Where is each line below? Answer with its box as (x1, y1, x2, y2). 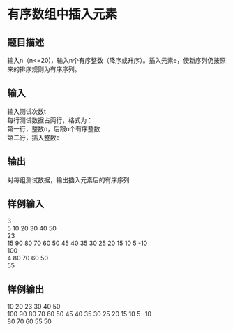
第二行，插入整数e (7, 133, 61, 142)
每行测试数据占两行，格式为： (7, 116, 93, 124)
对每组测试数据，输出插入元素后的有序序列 (7, 175, 130, 184)
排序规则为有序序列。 (19, 65, 81, 73)
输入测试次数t (7, 107, 47, 115)
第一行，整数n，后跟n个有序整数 (7, 124, 100, 133)
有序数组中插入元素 (7, 6, 118, 22)
